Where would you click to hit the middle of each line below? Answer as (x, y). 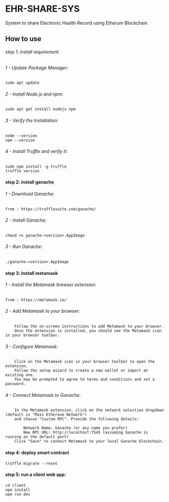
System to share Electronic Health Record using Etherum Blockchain (76, 23)
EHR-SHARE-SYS (43, 9)
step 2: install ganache (30, 182)
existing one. (20, 375)
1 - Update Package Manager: (37, 68)
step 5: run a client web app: (36, 475)
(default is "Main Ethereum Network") (46, 415)
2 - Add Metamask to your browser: (43, 311)
